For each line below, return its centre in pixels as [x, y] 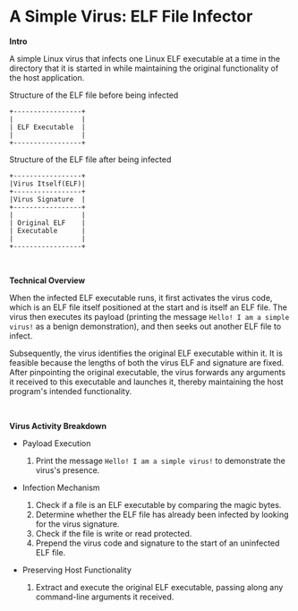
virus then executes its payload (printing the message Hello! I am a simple [149, 316]
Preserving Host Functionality [77, 570]
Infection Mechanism [61, 487]
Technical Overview [47, 280]
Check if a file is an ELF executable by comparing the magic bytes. [158, 504]
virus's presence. [68, 470]
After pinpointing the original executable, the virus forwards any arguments [148, 372]
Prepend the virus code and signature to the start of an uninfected [158, 543]
